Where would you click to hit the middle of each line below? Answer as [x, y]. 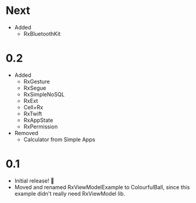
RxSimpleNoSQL [44, 94]
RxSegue [35, 88]
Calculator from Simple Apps [59, 139]
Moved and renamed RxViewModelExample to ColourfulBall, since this [102, 187]
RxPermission [41, 126]
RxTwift [33, 113]
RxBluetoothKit [42, 33]
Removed [26, 133]
